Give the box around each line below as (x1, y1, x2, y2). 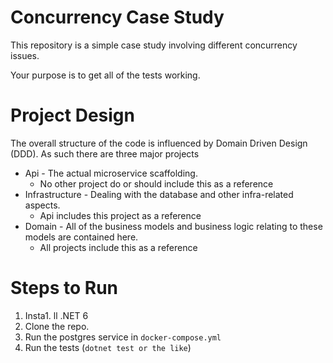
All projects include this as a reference (39, 241, 198, 253)
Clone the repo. (24, 320, 90, 332)
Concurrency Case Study (10, 6, 225, 29)
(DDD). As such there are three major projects (10, 147, 200, 160)
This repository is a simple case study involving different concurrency (10, 39, 298, 51)
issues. (10, 49, 40, 61)
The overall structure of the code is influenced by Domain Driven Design (10, 137, 308, 149)
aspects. (24, 199, 61, 211)
